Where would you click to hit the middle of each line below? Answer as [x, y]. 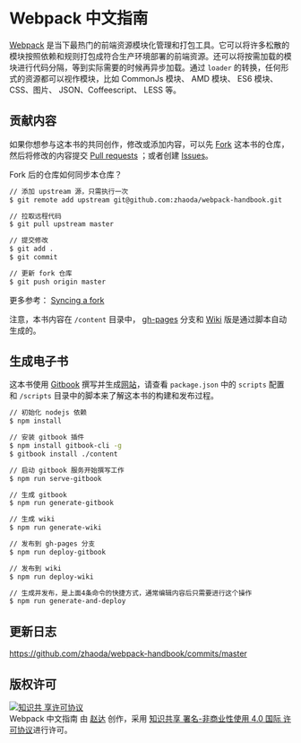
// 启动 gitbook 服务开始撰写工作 [67, 470]
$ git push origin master [57, 282]
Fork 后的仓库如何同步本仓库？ [66, 174]
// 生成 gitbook [38, 494]
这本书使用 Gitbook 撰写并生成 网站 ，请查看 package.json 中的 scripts [138, 385]
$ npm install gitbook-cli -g [66, 446]
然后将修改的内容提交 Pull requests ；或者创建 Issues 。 [111, 155]
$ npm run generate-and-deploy [68, 601]
